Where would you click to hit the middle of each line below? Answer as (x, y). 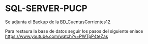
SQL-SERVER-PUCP (46, 8)
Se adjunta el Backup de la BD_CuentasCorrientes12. (58, 22)
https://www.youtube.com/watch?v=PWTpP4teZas (57, 36)
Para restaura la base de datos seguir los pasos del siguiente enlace (74, 31)
